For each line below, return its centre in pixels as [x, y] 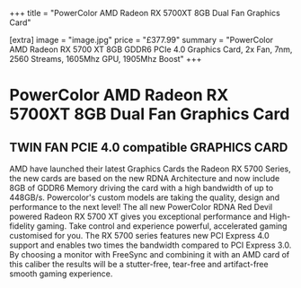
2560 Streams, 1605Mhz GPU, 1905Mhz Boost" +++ [106, 59]
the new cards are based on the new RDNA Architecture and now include [145, 178]
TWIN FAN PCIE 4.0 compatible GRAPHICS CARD [149, 147]
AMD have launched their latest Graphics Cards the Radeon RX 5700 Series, [150, 169]
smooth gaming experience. [61, 274]
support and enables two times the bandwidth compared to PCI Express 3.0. [150, 245]
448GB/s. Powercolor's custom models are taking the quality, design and [145, 197]
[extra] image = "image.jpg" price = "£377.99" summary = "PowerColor [142, 40]
